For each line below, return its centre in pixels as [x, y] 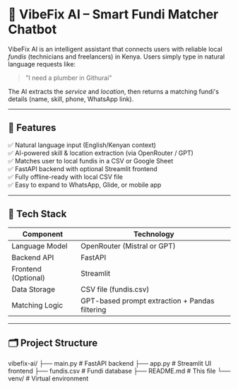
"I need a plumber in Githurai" [69, 78]
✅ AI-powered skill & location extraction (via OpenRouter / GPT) [101, 153]
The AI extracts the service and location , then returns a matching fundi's [114, 91]
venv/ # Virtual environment [48, 378]
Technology [154, 234]
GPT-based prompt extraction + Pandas [148, 301]
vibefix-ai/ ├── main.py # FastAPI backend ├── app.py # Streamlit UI [110, 364]
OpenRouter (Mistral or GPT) [128, 245]
